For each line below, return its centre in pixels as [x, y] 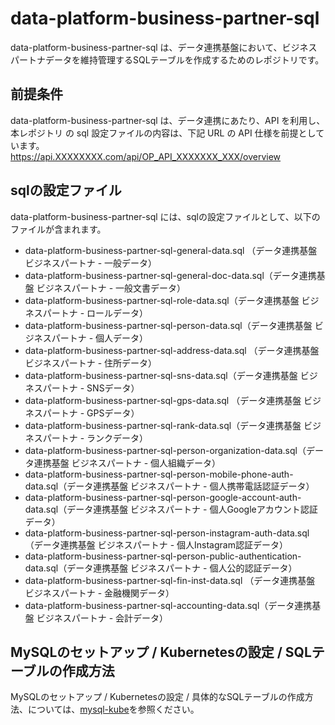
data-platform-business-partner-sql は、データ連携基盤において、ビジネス [164, 47]
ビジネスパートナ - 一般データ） [91, 263]
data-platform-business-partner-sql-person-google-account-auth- [163, 497]
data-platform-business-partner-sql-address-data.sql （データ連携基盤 [172, 350]
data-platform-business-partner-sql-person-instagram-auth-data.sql [167, 533]
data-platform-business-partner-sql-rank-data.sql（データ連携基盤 [163, 425]
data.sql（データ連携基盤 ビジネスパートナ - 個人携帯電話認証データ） [169, 486]
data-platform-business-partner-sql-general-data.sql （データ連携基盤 [171, 250]
